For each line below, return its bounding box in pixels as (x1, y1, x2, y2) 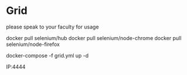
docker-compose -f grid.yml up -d (6, 52, 89, 59)
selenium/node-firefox (6, 41, 60, 48)
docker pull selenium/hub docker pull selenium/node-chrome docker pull (6, 34, 182, 41)
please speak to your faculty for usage (6, 23, 99, 30)
